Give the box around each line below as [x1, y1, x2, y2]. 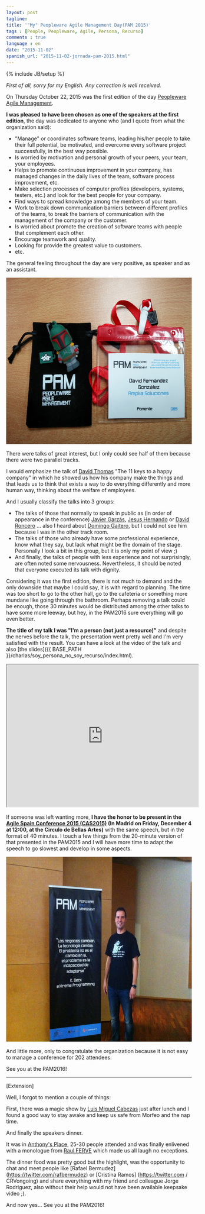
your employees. [14, 160, 56, 167]
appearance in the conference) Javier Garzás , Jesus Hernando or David [14, 515, 190, 523]
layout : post [6, 9, 38, 15]
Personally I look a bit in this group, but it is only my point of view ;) [14, 547, 178, 554]
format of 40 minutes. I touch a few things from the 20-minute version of [6, 832, 183, 840]
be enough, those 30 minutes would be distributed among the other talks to [6, 602, 190, 609]
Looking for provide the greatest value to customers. [14, 241, 143, 248]
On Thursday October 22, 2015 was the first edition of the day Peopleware [6, 93, 187, 100]
